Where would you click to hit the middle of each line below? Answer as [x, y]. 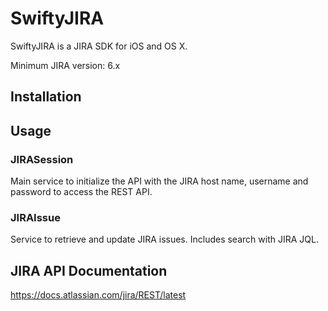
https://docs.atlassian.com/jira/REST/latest [98, 295]
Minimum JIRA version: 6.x [65, 65]
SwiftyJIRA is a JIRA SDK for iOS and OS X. [99, 46]
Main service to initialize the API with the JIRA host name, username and [159, 181]
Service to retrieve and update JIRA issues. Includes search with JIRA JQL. [164, 239]
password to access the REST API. [81, 192]
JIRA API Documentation [89, 270]
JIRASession [42, 159]
